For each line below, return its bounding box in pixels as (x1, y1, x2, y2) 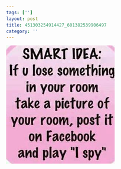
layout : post (6, 15, 38, 22)
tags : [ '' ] (6, 9, 33, 15)
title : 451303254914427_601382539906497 (6, 22, 107, 28)
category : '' (6, 28, 38, 34)
